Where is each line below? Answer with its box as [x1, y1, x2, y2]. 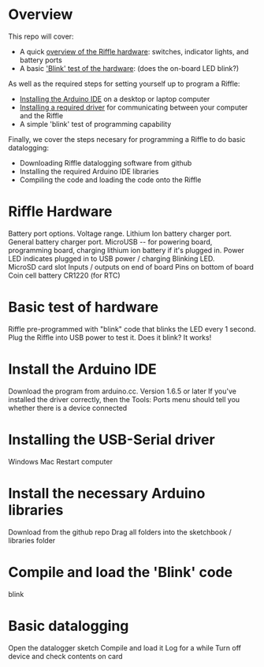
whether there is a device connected [8, 403, 128, 412]
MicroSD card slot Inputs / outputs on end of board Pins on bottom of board [8, 262, 255, 271]
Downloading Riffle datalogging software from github [19, 158, 192, 167]
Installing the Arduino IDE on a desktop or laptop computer [19, 94, 210, 103]
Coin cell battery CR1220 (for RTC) [8, 270, 121, 280]
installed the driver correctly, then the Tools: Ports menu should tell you [8, 394, 240, 404]
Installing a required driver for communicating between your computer [19, 102, 248, 112]
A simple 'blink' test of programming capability [19, 119, 172, 129]
